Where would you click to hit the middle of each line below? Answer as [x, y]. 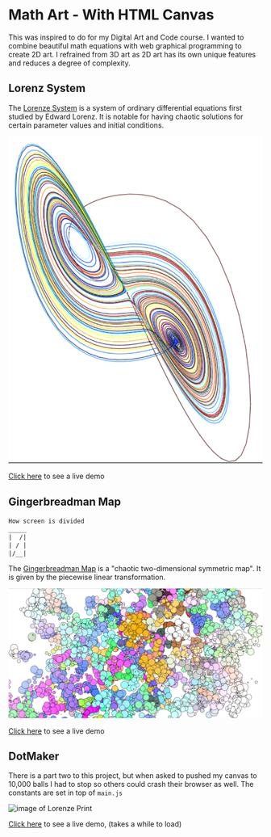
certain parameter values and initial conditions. [86, 125]
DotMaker [34, 756]
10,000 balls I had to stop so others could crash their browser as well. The [131, 784]
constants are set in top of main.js [66, 793]
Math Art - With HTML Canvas [111, 15]
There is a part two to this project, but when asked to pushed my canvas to [133, 776]
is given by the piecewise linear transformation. [87, 577]
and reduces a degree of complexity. [69, 63]
